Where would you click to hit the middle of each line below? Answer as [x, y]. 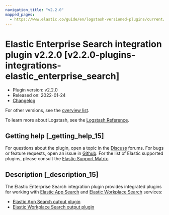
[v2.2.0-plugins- [100, 55]
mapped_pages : [20, 15]
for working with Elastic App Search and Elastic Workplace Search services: [84, 192]
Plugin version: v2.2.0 [35, 90]
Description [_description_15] [52, 175]
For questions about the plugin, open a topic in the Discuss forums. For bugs [84, 148]
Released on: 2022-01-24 [39, 95]
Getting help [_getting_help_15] [55, 136]
